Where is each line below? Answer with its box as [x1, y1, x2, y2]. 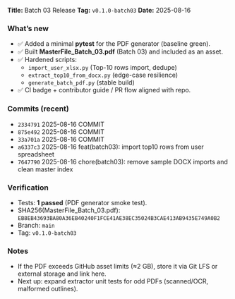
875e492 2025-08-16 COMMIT [17, 127, 104, 136]
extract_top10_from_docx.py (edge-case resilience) [28, 71, 179, 80]
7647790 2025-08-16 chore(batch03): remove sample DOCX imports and [17, 157, 228, 166]
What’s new [7, 23, 49, 33]
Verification [7, 183, 49, 193]
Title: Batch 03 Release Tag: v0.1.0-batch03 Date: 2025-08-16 [7, 6, 191, 14]
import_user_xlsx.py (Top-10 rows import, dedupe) [28, 63, 178, 72]
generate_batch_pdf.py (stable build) [28, 78, 135, 87]
